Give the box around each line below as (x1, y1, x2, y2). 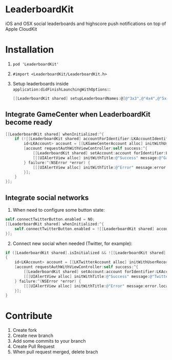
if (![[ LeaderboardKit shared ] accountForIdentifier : (14, 137, 132, 142)
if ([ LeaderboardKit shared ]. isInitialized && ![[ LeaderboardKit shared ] (5, 250, 166, 255)
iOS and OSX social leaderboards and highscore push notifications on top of (5, 20, 166, 27)
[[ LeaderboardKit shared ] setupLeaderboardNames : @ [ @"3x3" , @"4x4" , (12, 96, 158, 101)
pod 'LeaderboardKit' (12, 61, 59, 67)
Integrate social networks (5, 193, 89, 202)
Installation (5, 44, 54, 56)
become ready (5, 118, 53, 127)
